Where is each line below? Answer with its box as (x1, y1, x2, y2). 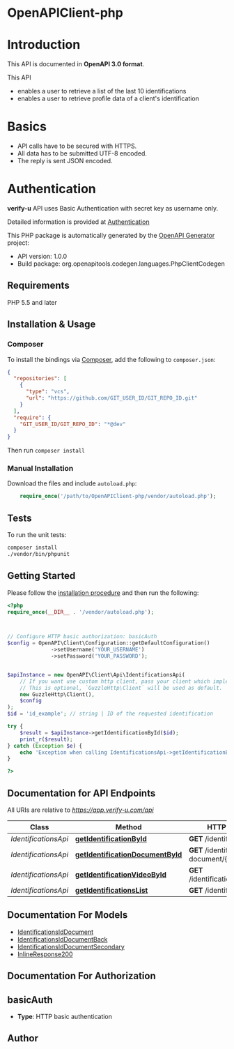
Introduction (7, 37, 81, 53)
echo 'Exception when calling (19, 748, 108, 756)
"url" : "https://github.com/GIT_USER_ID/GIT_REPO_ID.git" (25, 395, 198, 402)
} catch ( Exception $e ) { (7, 742, 82, 749)
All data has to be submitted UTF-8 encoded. (17, 149, 148, 158)
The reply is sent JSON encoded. (17, 157, 113, 165)
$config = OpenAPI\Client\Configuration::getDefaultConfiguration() (7, 640, 210, 647)
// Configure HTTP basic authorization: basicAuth (7, 633, 157, 640)
